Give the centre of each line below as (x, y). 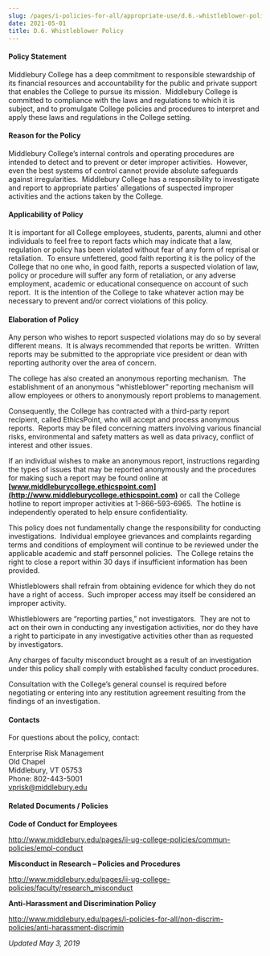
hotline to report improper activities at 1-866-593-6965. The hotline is (125, 504)
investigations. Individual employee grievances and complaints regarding (130, 537)
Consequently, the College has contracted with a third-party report (119, 411)
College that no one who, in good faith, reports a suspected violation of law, (134, 266)
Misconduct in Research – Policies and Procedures (94, 863)
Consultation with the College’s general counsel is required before (118, 684)
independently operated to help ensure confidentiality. (98, 513)
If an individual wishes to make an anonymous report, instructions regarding (134, 461)
